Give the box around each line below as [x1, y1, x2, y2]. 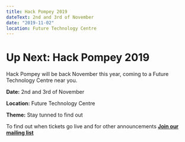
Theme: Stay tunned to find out [6, 111, 83, 119]
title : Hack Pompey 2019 [6, 8, 68, 15]
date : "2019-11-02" [6, 20, 55, 26]
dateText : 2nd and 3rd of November [6, 14, 94, 20]
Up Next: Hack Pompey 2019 [6, 51, 150, 64]
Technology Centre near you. [6, 77, 78, 84]
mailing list [6, 129, 34, 137]
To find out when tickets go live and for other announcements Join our [6, 123, 179, 130]
